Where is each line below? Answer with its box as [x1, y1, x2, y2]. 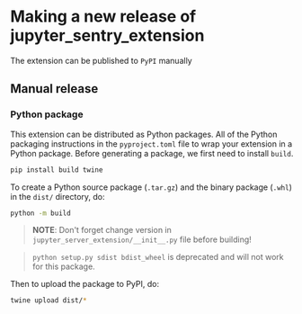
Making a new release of [10, 6, 197, 27]
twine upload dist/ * [10, 296, 88, 305]
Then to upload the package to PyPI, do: [10, 279, 160, 290]
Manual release [10, 81, 99, 96]
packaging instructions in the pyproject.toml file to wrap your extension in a [10, 138, 293, 149]
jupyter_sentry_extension [10, 25, 205, 46]
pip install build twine [10, 165, 103, 175]
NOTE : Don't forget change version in [31, 225, 172, 236]
